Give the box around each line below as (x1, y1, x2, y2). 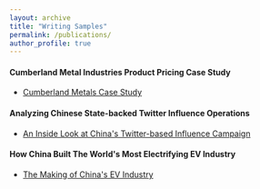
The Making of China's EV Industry (22, 169, 154, 180)
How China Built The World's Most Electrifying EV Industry (9, 149, 236, 160)
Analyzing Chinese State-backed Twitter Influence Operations (9, 108, 250, 119)
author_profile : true (9, 38, 92, 48)
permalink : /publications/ (9, 30, 112, 39)
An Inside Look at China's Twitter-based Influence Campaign (22, 128, 251, 139)
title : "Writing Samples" (9, 22, 107, 31)
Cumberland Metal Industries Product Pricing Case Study (9, 66, 231, 77)
